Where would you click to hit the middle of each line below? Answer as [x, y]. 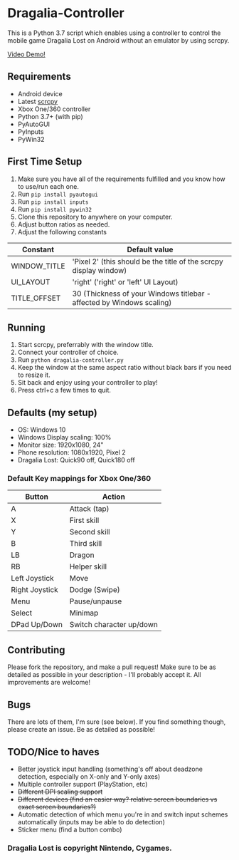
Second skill [90, 532]
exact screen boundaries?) [57, 807]
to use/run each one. [48, 186]
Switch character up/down [114, 625]
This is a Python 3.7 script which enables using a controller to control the [114, 33]
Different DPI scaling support [60, 792]
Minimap [84, 613]
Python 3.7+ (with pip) [50, 116]
